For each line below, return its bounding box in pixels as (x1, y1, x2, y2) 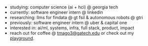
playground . (9, 35, 35, 41)
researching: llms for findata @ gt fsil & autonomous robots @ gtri (9, 15, 143, 20)
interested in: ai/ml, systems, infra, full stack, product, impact (9, 25, 135, 31)
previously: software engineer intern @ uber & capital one (9, 20, 127, 25)
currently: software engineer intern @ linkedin (9, 9, 104, 15)
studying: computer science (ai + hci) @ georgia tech (9, 4, 118, 10)
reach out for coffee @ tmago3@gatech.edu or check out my (9, 30, 134, 36)
